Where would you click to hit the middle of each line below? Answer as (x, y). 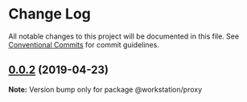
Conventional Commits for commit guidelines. (84, 44)
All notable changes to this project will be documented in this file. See (124, 36)
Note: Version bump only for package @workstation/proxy (105, 89)
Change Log (49, 14)
